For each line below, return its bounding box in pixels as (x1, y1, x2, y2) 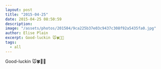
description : (5, 21, 33, 26)
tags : (5, 40, 17, 45)
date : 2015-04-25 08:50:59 (5, 16, 62, 21)
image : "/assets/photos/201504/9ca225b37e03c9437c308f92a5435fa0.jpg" (5, 26, 156, 31)
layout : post (5, 7, 33, 12)
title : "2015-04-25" (5, 12, 49, 17)
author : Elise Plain (5, 30, 49, 35)
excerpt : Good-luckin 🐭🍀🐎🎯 (5, 35, 64, 40)
